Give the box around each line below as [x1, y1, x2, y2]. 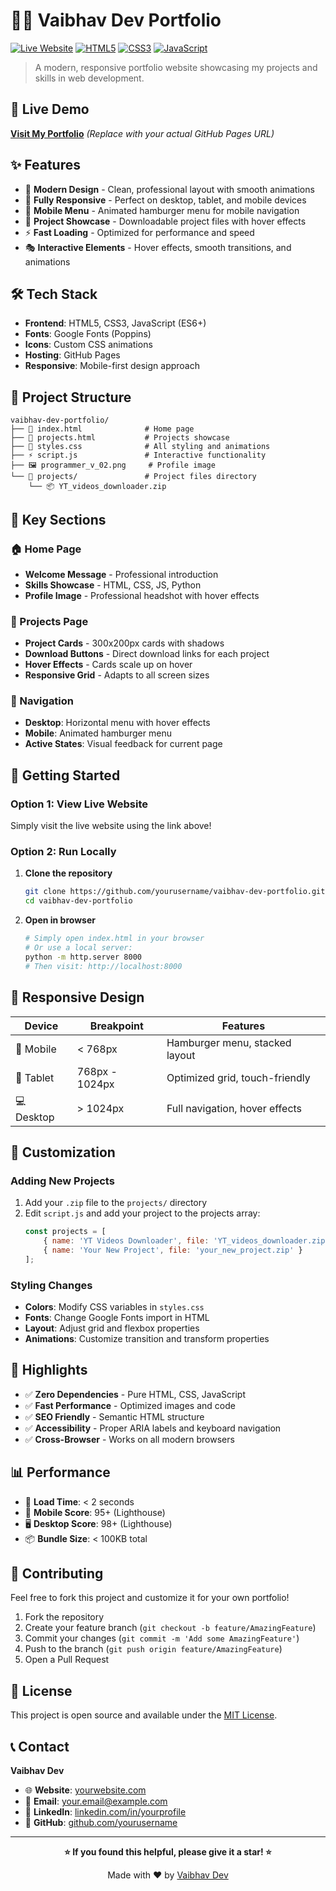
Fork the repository [24, 1611, 105, 1623]
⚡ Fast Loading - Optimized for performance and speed [24, 226, 255, 238]
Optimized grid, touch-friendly [166, 1070, 311, 1084]
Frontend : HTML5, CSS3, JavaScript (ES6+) [24, 317, 207, 329]
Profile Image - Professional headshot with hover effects [24, 589, 260, 601]
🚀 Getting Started [10, 767, 121, 784]
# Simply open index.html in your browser [24, 934, 205, 944]
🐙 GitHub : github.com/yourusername [24, 1817, 178, 1829]
